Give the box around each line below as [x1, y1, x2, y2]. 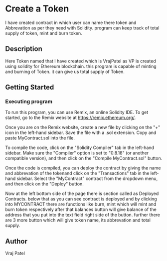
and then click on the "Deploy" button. [5, 181, 84, 187]
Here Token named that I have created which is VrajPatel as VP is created [5, 58, 156, 64]
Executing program [5, 98, 53, 105]
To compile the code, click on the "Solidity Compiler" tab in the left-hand [5, 144, 155, 150]
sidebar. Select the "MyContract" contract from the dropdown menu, [16, 175, 158, 181]
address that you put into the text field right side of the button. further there [5, 212, 161, 218]
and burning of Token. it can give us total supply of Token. [5, 68, 125, 74]
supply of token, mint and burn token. [5, 30, 82, 36]
